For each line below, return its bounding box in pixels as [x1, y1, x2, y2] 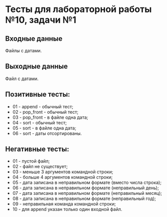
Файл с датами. [5, 76, 39, 82]
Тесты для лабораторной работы [5, 4, 152, 15]
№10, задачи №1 [5, 14, 76, 26]
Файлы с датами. [5, 48, 42, 53]
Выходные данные [5, 62, 68, 71]
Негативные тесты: [5, 145, 69, 154]
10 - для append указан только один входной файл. [12, 206, 122, 212]
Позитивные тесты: [5, 90, 70, 99]
